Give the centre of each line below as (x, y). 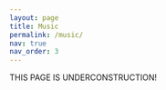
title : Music (34, 26)
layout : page (34, 18)
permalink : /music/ (47, 35)
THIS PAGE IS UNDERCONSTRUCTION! (83, 77)
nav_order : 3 (34, 52)
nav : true (28, 43)
